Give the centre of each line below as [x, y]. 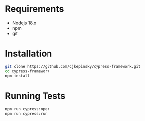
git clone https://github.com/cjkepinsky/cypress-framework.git [73, 66]
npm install [17, 76]
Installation [29, 54]
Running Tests [35, 96]
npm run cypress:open [27, 109]
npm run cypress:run [26, 114]
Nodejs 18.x [24, 23]
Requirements [35, 9]
